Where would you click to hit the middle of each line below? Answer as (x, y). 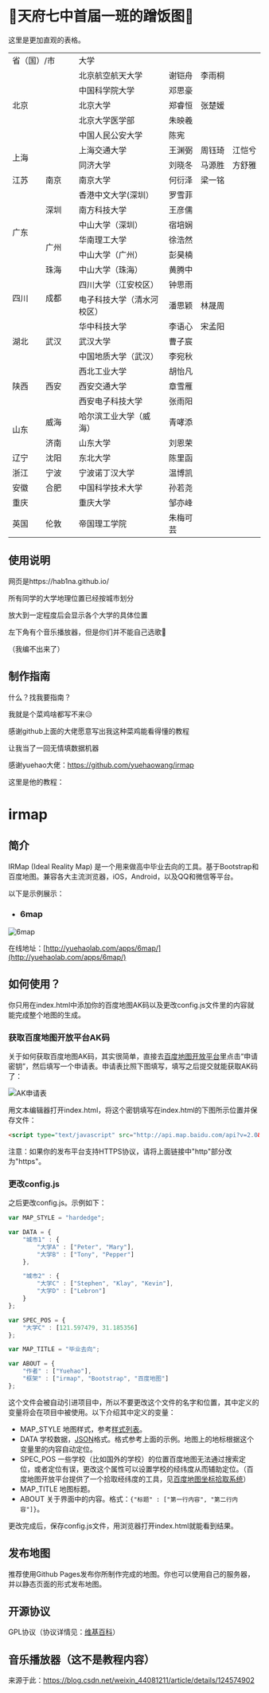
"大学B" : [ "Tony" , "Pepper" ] (86, 1254)
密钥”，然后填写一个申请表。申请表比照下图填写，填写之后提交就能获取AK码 (133, 1066)
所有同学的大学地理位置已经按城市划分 (71, 598)
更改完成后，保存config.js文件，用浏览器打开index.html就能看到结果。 (123, 1526)
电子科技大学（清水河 (119, 300)
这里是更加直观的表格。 (47, 40)
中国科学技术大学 (111, 488)
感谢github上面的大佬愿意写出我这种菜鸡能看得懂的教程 (99, 731)
